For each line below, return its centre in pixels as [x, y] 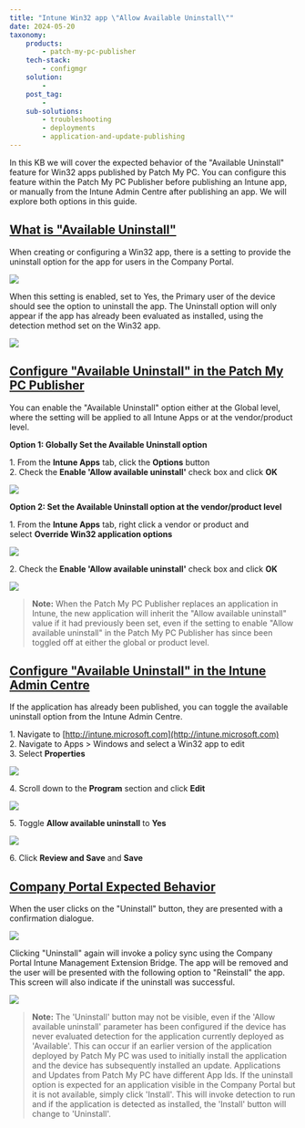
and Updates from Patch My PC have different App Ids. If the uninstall [163, 1075]
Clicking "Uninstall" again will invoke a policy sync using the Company [141, 953]
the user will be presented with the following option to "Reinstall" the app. [147, 973]
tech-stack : [48, 60]
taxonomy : [28, 35]
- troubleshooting [77, 119]
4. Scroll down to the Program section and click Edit [107, 789]
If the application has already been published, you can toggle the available [149, 707]
